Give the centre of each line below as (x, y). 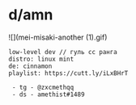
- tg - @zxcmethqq (43, 87)
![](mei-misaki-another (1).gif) (58, 37)
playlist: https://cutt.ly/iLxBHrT (68, 73)
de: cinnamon (30, 66)
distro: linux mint (41, 59)
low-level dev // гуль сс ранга (63, 52)
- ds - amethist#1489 (48, 94)
